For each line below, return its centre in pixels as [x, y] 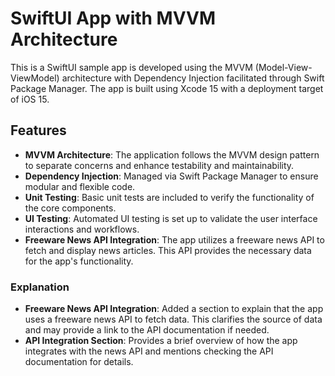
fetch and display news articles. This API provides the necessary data [168, 250]
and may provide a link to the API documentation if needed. [147, 330]
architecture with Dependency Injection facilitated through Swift [193, 78]
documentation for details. [79, 362]
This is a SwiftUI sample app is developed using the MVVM [131, 67]
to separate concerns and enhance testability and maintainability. [159, 165]
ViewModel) [35, 78]
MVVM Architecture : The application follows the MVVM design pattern [172, 154]
